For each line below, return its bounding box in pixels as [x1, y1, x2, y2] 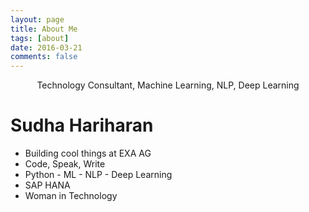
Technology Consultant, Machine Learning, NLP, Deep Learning [36, 79, 300, 91]
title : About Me [10, 24, 78, 34]
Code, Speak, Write [24, 158, 106, 170]
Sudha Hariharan [10, 114, 154, 137]
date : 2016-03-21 [10, 42, 83, 53]
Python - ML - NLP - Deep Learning [24, 169, 173, 181]
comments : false [10, 52, 78, 62]
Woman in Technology [24, 190, 118, 202]
